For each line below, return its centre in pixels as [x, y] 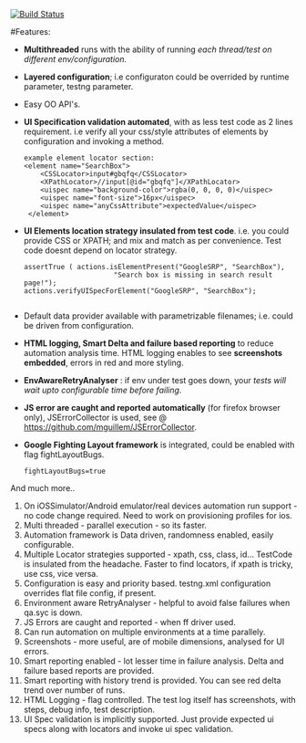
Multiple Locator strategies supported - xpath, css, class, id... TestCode [158, 554]
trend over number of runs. [74, 690]
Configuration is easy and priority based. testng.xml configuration [147, 583]
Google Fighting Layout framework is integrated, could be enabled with [159, 445]
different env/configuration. [75, 59]
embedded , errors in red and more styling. [104, 362]
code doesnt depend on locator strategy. [100, 250]
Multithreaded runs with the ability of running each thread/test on [148, 49]
